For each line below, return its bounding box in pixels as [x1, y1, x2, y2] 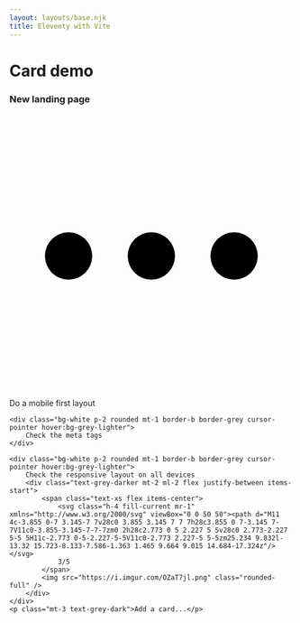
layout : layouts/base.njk [9, 13, 106, 23]
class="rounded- [214, 572, 277, 582]
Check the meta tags [25, 431, 103, 440]
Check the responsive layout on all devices [25, 470, 195, 479]
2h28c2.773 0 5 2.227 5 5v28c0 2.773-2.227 [122, 525, 288, 535]
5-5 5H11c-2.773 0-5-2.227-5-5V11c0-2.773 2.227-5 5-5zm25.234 [9, 534, 252, 543]
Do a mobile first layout [9, 397, 95, 408]
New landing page [9, 92, 91, 105]
